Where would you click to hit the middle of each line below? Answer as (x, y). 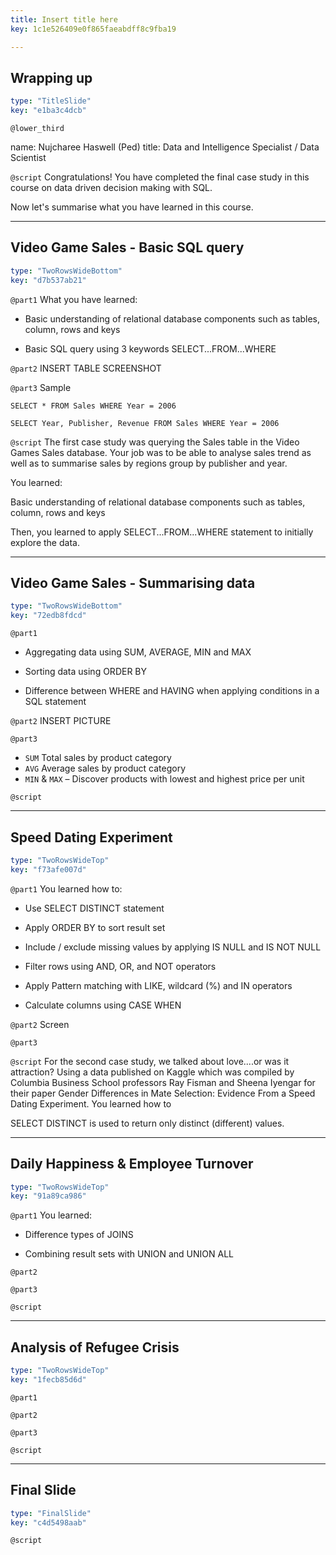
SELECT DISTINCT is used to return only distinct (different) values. (147, 1123)
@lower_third (37, 129)
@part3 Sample (41, 387)
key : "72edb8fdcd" (48, 616)
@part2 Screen (40, 1024)
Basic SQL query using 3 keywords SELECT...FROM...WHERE (150, 348)
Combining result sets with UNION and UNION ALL (129, 1254)
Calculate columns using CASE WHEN (103, 1005)
